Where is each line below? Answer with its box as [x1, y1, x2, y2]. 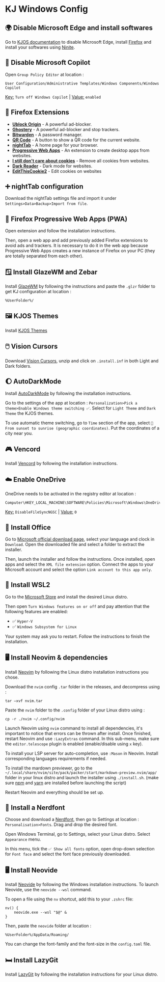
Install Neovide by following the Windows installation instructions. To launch [5, 881, 159, 887]
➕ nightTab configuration [5, 183, 83, 191]
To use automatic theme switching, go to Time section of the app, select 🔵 [5, 420, 154, 426]
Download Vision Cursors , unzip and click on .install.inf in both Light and [5, 357, 159, 364]
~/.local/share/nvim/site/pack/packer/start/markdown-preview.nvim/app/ [5, 770, 157, 775]
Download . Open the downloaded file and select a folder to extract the [5, 541, 145, 547]
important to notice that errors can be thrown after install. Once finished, [5, 730, 152, 736]
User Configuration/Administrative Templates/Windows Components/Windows [5, 81, 160, 86]
